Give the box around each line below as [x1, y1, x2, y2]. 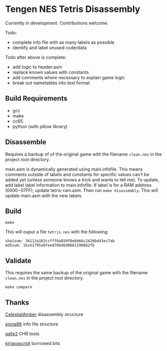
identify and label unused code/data [12, 44, 87, 50]
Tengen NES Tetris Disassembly [5, 3, 141, 15]
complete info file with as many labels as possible [12, 39, 115, 45]
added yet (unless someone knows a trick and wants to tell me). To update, [5, 176, 160, 182]
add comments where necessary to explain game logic [12, 74, 125, 80]
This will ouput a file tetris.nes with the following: [5, 229, 109, 235]
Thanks [5, 298, 29, 307]
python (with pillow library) [12, 123, 68, 129]
